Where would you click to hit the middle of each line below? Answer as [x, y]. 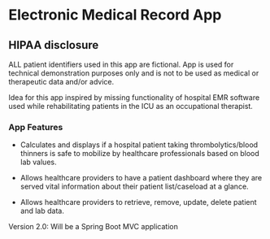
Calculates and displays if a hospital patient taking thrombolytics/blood [139, 145]
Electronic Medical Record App [115, 15]
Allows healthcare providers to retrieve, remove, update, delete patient [139, 202]
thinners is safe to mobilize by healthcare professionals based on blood [140, 154]
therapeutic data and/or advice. [61, 82]
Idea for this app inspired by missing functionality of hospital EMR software [134, 98]
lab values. [38, 162]
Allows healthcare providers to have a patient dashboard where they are [141, 178]
